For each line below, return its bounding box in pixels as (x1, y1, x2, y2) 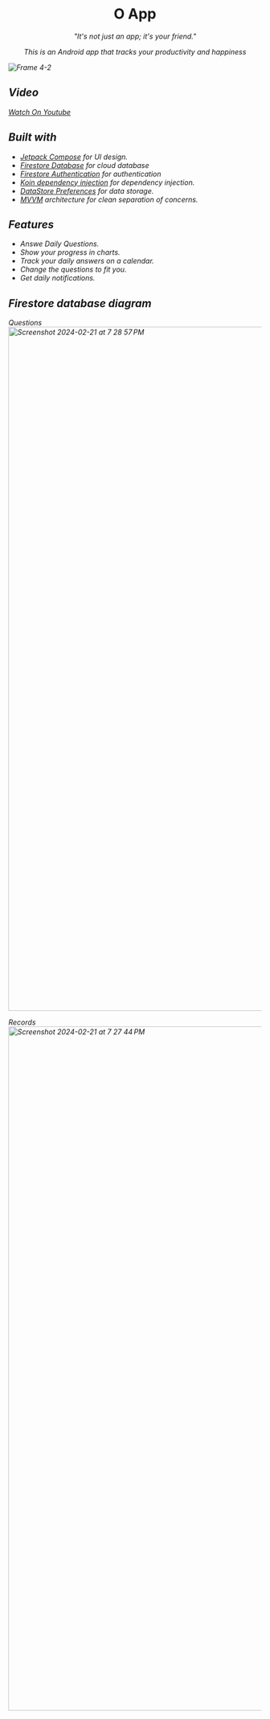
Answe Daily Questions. (19, 239, 100, 249)
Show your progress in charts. (19, 248, 121, 257)
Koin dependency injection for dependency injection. (19, 178, 195, 187)
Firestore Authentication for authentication (19, 169, 162, 178)
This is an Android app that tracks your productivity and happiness (23, 47, 247, 56)
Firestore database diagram (8, 297, 152, 310)
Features (8, 218, 55, 231)
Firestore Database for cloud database (19, 160, 150, 170)
